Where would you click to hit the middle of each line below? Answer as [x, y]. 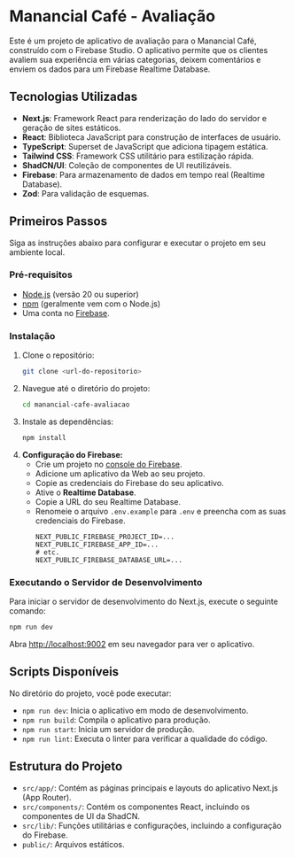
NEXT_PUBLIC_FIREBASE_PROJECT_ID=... [105, 537]
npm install [44, 437]
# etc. [47, 552]
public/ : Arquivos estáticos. [73, 844]
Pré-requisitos [41, 274]
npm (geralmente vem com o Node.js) [91, 304]
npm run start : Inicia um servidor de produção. [108, 729]
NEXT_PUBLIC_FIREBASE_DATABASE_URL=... [109, 560]
